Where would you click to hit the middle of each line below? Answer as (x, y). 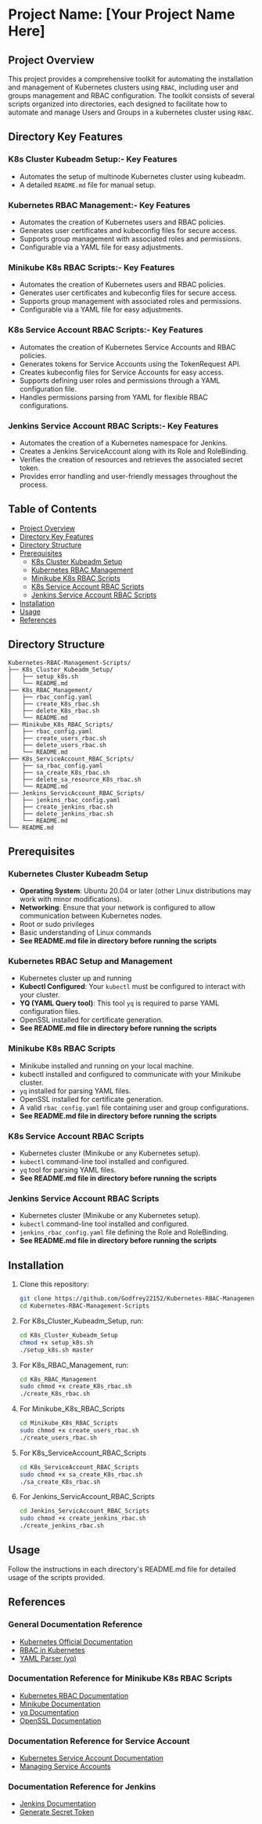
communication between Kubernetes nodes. (91, 916)
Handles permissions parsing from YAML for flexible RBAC (114, 397)
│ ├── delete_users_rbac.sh (57, 745)
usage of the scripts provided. (57, 1577)
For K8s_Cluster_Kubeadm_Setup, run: (81, 1321)
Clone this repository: (54, 1284)
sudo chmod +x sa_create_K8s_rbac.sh (81, 1474)
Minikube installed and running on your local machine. (106, 1066)
